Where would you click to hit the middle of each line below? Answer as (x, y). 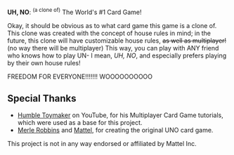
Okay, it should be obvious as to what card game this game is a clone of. (112, 25)
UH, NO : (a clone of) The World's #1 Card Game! (74, 12)
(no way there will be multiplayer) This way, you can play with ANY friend (113, 48)
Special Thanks (42, 99)
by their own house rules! (44, 62)
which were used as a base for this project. (80, 123)
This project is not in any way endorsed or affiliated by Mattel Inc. (102, 144)
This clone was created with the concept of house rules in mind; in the (109, 33)
